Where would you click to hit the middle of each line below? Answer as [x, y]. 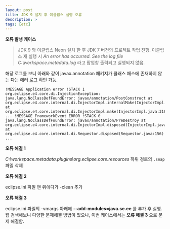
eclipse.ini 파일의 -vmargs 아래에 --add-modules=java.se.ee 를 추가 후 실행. [84, 209]
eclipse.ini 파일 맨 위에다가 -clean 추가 [44, 187]
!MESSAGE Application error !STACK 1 [45, 89]
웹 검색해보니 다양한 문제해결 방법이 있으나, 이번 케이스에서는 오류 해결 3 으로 [81, 215]
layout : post [19, 10]
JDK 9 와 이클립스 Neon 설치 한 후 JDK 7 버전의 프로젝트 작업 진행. [84, 50]
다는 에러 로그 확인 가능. [34, 80]
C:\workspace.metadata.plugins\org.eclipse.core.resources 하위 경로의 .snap [85, 159]
